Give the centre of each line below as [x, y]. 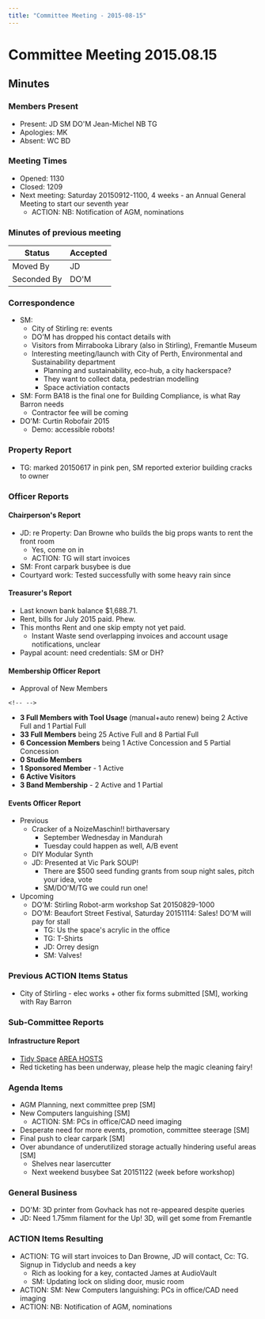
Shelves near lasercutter [71, 1164]
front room [37, 541]
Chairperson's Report [45, 515]
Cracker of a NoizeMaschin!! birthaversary [100, 829]
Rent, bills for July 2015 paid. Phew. [78, 619]
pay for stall [51, 922]
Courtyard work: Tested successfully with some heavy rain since [125, 574]
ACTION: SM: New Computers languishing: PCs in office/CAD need [129, 1290]
